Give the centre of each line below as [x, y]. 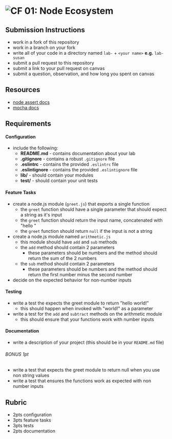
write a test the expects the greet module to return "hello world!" [81, 303]
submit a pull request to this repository [53, 63]
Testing [14, 292]
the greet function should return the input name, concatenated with [91, 220]
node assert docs [31, 102]
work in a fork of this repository [46, 42]
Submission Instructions [45, 30]
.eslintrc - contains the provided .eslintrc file [69, 164]
